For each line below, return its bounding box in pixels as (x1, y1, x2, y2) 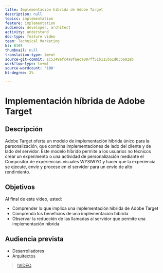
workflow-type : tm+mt (5, 61, 49, 66)
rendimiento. (5, 169, 31, 175)
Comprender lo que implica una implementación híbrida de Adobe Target (12, 205, 159, 211)
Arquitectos (12, 253, 36, 259)
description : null (5, 12, 42, 17)
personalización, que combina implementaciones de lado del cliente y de (5, 143, 151, 149)
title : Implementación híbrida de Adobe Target (5, 7, 104, 12)
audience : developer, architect (5, 25, 71, 30)
